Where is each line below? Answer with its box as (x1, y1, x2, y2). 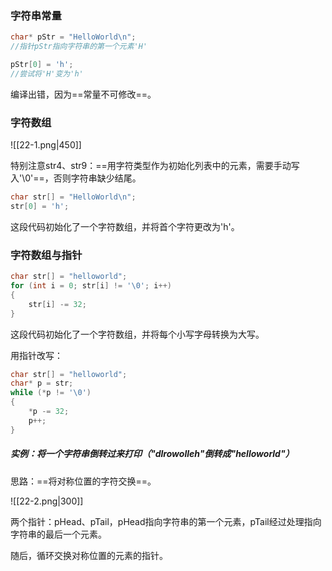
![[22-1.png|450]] (10, 139, 82, 151)
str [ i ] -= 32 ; (28, 299, 87, 309)
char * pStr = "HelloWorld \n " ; (10, 32, 137, 42)
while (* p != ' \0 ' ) (10, 388, 92, 398)
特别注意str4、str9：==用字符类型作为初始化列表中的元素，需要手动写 (10, 160, 300, 172)
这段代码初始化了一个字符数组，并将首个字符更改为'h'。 (10, 220, 240, 232)
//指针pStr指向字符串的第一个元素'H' (10, 42, 148, 52)
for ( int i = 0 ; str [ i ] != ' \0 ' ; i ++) (10, 281, 172, 291)
